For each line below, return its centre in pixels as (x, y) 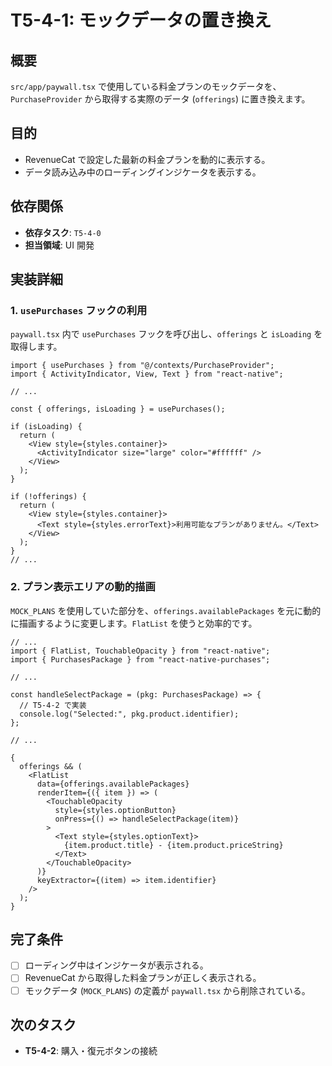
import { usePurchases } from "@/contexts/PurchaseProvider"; (142, 366)
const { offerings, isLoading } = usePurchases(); (118, 409)
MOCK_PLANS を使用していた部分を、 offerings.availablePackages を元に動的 (166, 610)
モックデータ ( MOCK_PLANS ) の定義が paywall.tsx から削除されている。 (167, 990)
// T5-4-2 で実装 (53, 705)
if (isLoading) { (46, 427)
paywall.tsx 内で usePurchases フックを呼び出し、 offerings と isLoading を (166, 334)
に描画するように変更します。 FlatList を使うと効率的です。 (134, 623)
